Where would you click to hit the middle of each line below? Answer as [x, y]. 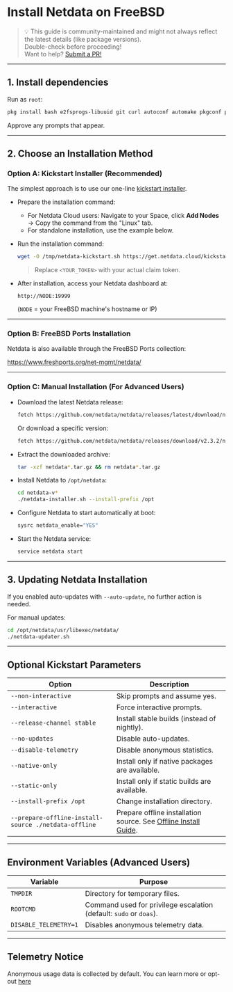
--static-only [34, 786]
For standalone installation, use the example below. [101, 230]
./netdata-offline [66, 825]
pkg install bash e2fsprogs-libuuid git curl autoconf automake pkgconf [114, 112]
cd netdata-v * [37, 493]
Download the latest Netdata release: [70, 402]
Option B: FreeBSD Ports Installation [69, 333]
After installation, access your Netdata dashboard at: [93, 283]
